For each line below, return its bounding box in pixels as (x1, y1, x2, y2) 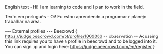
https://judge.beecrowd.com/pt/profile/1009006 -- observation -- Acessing (5, 34, 159, 39)
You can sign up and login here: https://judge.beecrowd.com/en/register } (5, 44, 155, 49)
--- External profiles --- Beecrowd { (5, 28, 78, 34)
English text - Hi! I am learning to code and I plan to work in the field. (5, 4, 144, 10)
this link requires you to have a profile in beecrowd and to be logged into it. (5, 38, 157, 44)
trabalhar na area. (5, 19, 41, 24)
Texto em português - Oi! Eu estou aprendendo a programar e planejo (5, 14, 147, 19)
